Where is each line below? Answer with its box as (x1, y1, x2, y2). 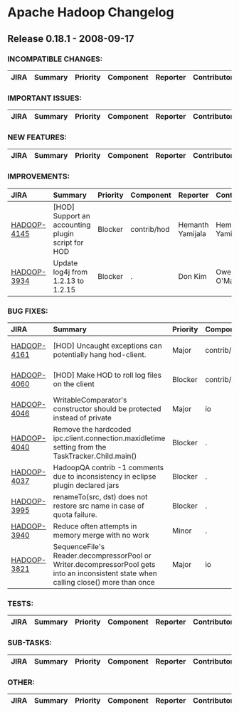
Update (53, 257, 78, 267)
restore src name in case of (53, 501, 144, 511)
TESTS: (7, 598, 34, 608)
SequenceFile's (53, 542, 105, 552)
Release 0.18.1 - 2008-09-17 (7, 33, 134, 45)
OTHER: (7, 677, 36, 687)
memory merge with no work (53, 531, 149, 541)
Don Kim (178, 271, 208, 281)
